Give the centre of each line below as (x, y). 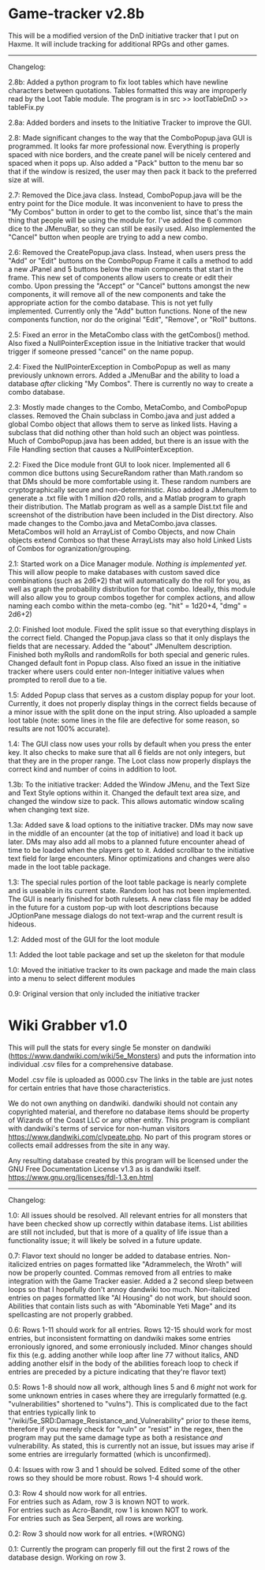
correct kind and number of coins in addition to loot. (93, 769)
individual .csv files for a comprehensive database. (91, 1064)
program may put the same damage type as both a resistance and (116, 1437)
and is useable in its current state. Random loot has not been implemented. (130, 890)
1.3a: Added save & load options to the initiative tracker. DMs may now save (131, 824)
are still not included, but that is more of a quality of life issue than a (118, 1232)
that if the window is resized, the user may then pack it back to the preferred (132, 171)
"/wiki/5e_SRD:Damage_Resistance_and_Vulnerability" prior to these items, (130, 1420)
